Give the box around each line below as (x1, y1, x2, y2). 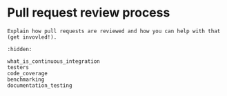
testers (7, 64, 30, 70)
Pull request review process (7, 5, 170, 21)
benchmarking (7, 76, 45, 83)
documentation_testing (7, 81, 72, 89)
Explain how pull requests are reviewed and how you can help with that (7, 28, 221, 35)
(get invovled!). (7, 33, 57, 41)
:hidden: (7, 46, 32, 52)
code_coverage (7, 70, 48, 77)
